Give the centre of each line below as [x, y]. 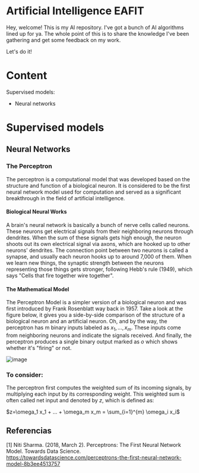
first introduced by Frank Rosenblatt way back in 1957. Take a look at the [94, 309]
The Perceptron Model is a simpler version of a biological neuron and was [97, 302]
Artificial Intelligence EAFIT [75, 11]
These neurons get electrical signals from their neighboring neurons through [100, 231]
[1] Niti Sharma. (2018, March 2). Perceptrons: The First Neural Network [94, 445]
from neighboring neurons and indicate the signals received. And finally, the [99, 335]
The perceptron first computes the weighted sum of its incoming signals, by [99, 388]
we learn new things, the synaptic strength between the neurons [85, 263]
